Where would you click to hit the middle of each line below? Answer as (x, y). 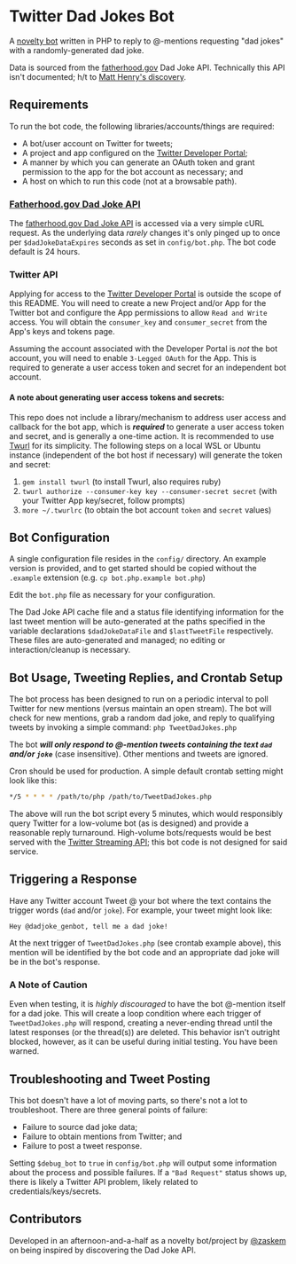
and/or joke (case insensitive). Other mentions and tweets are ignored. (139, 754)
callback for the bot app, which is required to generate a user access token (147, 427)
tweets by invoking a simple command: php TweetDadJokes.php (123, 727)
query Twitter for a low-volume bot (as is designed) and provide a (129, 823)
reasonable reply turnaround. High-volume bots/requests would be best (140, 833)
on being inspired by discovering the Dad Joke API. (103, 1250)
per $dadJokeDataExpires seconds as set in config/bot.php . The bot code (143, 242)
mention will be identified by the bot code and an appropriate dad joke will (144, 952)
